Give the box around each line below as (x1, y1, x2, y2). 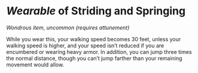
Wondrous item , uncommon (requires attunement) (6, 24, 130, 31)
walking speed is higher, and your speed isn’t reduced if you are (6, 42, 165, 49)
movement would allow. (6, 61, 65, 68)
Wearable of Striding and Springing (6, 4, 186, 18)
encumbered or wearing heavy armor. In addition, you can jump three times (6, 48, 193, 55)
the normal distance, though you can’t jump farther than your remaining (6, 54, 182, 62)
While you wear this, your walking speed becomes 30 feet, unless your (6, 35, 181, 42)
